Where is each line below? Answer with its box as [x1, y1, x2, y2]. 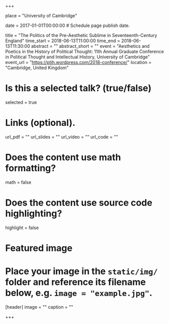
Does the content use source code [5, 197, 153, 208]
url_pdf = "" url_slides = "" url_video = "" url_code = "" [5, 134, 118, 140]
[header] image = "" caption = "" [5, 304, 73, 310]
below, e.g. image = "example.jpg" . [5, 287, 153, 299]
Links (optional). [5, 117, 76, 128]
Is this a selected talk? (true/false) [5, 82, 152, 94]
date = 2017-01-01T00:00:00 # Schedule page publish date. [5, 22, 130, 28]
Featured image [5, 242, 72, 254]
